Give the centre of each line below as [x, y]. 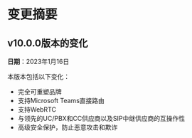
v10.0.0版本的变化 [48, 43]
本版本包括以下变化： [38, 76]
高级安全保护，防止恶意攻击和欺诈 [68, 127]
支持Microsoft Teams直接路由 [61, 101]
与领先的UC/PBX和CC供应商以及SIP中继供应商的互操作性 [101, 118]
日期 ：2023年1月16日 [38, 62]
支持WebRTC [37, 110]
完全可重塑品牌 [39, 92]
